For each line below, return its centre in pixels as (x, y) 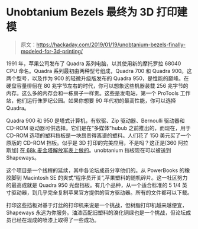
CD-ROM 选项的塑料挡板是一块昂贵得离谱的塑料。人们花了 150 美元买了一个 (98, 135)
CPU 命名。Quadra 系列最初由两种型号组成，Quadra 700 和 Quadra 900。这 (99, 71)
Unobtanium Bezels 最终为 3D (80, 12)
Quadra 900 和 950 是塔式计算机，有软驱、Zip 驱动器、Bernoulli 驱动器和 (95, 120)
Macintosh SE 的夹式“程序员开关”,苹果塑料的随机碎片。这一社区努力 (105, 177)
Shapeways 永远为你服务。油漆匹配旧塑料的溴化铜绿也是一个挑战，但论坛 (96, 212)
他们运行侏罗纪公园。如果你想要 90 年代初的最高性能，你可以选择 (96, 100)
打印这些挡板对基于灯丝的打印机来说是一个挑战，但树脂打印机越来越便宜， (97, 205)
